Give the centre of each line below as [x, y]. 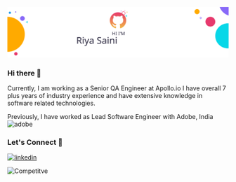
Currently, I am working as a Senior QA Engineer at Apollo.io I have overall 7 [117, 88]
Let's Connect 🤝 [35, 142]
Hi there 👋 [25, 73]
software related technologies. [52, 103]
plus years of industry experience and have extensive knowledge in [105, 95]
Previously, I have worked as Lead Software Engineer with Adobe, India [110, 116]
